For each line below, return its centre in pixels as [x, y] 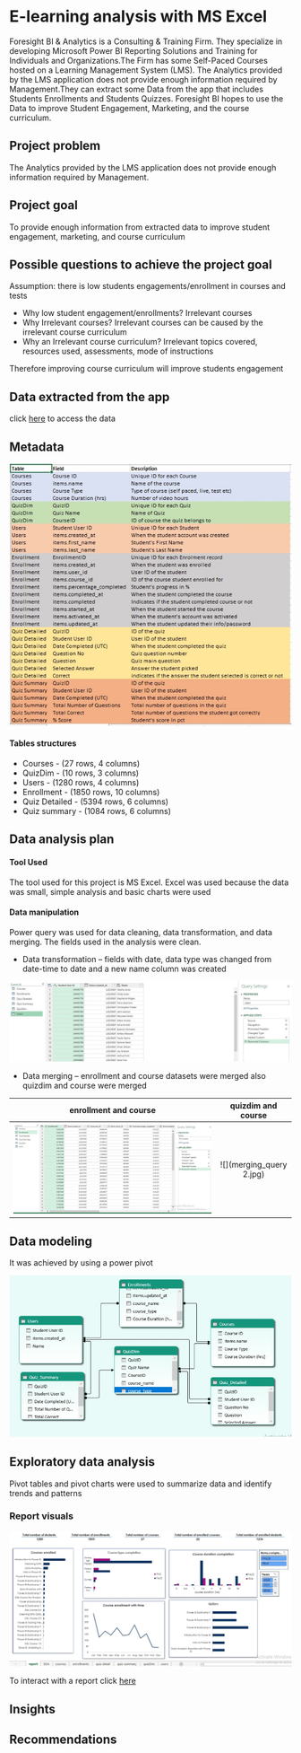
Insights [33, 1709]
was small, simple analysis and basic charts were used [110, 891]
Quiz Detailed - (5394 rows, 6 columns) [95, 802]
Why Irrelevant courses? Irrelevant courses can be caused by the [142, 323]
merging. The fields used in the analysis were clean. [105, 942]
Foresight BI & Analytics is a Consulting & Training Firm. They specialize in [146, 41]
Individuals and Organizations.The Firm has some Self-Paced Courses [139, 60]
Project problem [55, 146]
